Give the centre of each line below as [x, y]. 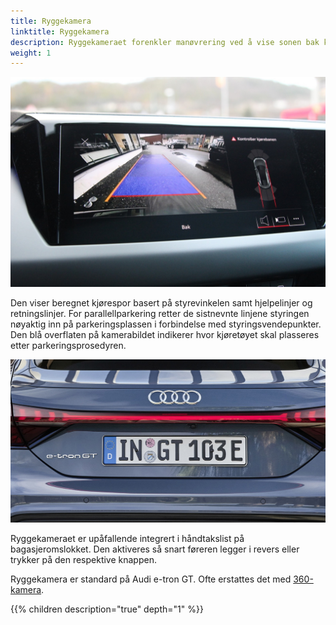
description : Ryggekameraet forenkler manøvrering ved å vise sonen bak [165, 42]
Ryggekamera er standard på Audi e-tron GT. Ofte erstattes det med [151, 579]
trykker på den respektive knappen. [83, 560]
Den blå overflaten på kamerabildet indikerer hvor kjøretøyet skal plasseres [165, 334]
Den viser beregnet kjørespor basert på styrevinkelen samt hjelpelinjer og [161, 302]
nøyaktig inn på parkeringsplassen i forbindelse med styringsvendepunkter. [166, 324]
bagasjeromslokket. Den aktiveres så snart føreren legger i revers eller [155, 549]
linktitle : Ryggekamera [60, 31]
